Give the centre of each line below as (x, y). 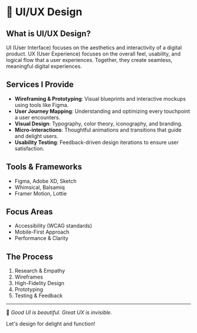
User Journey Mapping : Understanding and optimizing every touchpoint (102, 111)
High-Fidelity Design (39, 283)
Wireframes (29, 277)
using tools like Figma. (42, 105)
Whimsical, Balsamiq (40, 187)
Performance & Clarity (41, 238)
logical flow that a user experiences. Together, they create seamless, (89, 60)
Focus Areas (30, 212)
